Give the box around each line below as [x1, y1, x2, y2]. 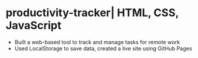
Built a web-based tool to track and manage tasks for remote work [14, 38, 180, 45]
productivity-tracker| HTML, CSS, [5, 6, 179, 20]
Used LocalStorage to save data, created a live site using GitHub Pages [14, 45, 193, 52]
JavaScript [5, 19, 62, 32]
